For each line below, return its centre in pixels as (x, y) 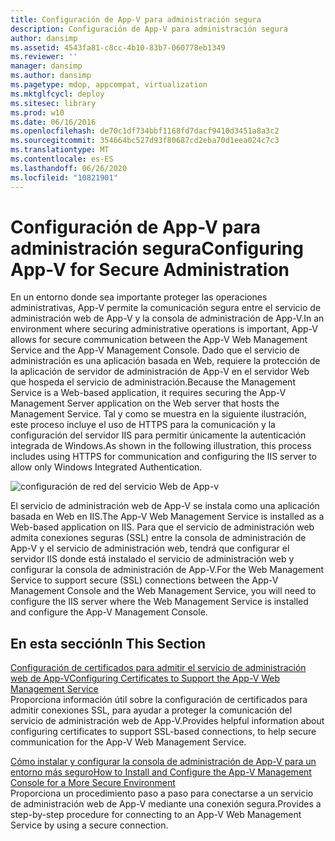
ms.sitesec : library (53, 103)
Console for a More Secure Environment (93, 783)
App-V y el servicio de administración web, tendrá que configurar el (150, 548)
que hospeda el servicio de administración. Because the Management (153, 382)
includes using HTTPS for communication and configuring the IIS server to (163, 457)
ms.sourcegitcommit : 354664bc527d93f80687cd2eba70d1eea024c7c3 (145, 141)
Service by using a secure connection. (89, 825)
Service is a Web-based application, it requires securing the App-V (148, 393)
